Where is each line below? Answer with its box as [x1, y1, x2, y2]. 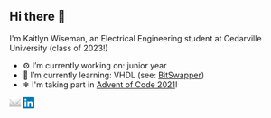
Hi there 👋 [9, 9, 66, 24]
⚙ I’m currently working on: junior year [22, 59, 167, 70]
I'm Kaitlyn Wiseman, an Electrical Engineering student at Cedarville [9, 32, 262, 43]
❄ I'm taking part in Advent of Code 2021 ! [22, 78, 178, 90]
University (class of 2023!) [9, 42, 108, 53]
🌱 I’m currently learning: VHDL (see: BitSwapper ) [22, 69, 205, 80]
